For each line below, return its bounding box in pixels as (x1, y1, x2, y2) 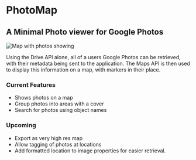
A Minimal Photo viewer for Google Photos (6, 27, 164, 37)
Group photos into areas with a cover (14, 100, 104, 107)
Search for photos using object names (14, 107, 107, 114)
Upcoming (6, 121, 36, 130)
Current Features (6, 80, 56, 88)
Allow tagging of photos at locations (14, 141, 102, 148)
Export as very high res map (14, 134, 83, 141)
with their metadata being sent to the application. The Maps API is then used (6, 60, 190, 67)
